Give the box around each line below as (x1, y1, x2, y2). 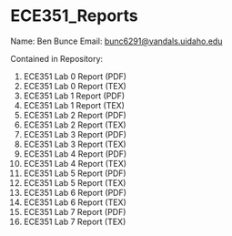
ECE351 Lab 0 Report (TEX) (23, 80, 126, 91)
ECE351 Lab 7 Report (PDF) (23, 206, 126, 217)
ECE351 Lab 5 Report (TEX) (23, 177, 126, 188)
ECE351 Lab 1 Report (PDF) (23, 90, 126, 101)
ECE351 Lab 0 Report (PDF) (23, 70, 126, 82)
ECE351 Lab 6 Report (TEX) (23, 197, 126, 208)
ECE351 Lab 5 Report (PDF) (23, 168, 126, 179)
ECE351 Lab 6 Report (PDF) (23, 187, 126, 198)
